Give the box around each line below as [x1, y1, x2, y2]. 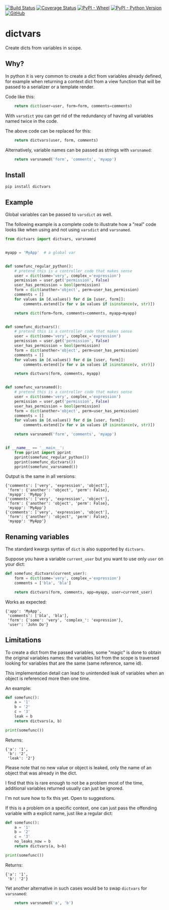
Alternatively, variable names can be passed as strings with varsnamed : [5, 147, 152, 153]
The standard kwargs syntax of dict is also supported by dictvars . [5, 546, 145, 552]
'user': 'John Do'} [7, 622, 49, 627]
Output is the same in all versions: [5, 473, 76, 479]
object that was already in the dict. [5, 770, 77, 776]
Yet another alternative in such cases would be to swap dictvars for [5, 885, 147, 891]
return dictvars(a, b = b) [14, 843, 67, 849]
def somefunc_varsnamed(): [5, 385, 62, 390]
